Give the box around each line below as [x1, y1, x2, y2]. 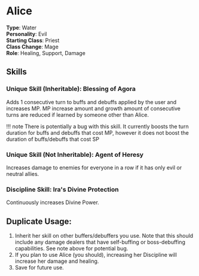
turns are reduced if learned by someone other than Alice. [6, 111, 149, 118]
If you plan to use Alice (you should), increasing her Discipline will [14, 251, 177, 259]
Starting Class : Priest [6, 37, 60, 44]
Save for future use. [14, 264, 64, 271]
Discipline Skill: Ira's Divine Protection [6, 185, 119, 193]
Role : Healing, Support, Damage [6, 49, 85, 56]
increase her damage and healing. [14, 257, 99, 265]
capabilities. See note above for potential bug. [14, 245, 128, 252]
